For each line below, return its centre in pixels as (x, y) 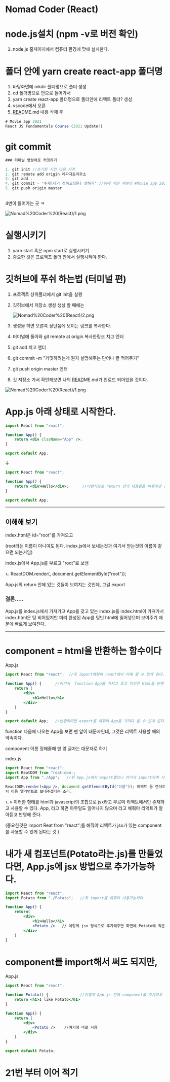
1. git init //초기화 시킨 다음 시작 (40, 169)
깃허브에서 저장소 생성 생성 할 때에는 (48, 305)
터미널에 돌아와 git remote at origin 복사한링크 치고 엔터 (68, 336)
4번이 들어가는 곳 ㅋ (25, 203)
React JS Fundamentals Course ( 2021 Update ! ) (54, 126)
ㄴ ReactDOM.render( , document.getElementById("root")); (66, 574)
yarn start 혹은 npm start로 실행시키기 (51, 250)
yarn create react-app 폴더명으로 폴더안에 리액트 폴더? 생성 (72, 99)
